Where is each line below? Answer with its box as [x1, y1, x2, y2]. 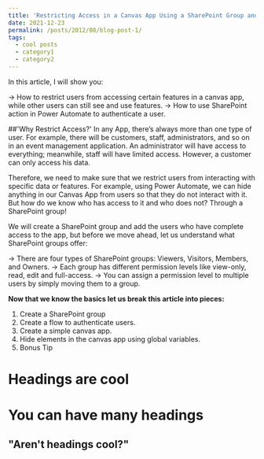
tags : [8, 33, 26, 42]
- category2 [15, 56, 55, 64]
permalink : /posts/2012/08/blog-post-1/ [8, 26, 143, 34]
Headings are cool [8, 371, 130, 388]
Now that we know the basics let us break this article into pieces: [8, 294, 225, 303]
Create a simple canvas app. [19, 326, 112, 335]
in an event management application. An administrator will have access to [8, 141, 247, 150]
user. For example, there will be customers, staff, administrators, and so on [8, 132, 250, 142]
